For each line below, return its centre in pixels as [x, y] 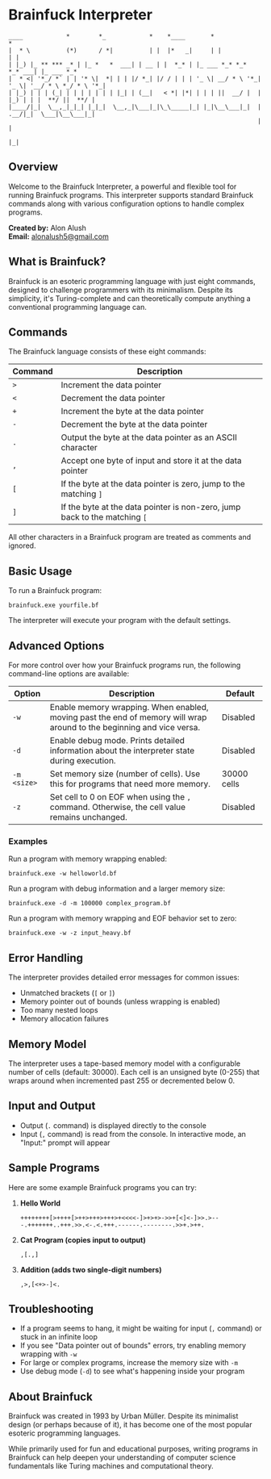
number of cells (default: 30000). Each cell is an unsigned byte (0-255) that [134, 1072]
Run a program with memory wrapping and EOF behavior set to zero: [123, 918]
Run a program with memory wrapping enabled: [88, 859]
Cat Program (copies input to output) [83, 1239]
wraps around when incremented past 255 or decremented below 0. [122, 1080]
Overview [33, 167]
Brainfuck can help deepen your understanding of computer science [122, 1457]
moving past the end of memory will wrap [128, 717]
